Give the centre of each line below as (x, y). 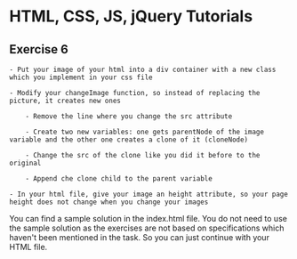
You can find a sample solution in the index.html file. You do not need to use (148, 219)
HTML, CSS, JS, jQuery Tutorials (131, 16)
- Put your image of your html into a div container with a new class (143, 69)
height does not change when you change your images (109, 202)
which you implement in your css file (81, 77)
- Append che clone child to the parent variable (119, 179)
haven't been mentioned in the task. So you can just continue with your (139, 237)
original (25, 163)
